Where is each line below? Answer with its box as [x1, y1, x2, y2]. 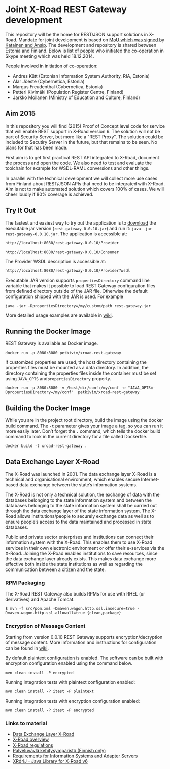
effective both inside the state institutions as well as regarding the [5, 561, 143, 567]
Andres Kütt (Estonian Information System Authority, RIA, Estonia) [12, 72, 150, 79]
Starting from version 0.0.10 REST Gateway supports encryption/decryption [5, 634, 163, 640]
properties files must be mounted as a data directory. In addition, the [5, 365, 149, 371]
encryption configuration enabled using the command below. [5, 660, 133, 666]
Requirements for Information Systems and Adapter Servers [12, 753, 138, 759]
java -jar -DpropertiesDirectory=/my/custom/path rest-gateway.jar [5, 303, 151, 308]
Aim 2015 [5, 109, 36, 118]
